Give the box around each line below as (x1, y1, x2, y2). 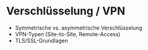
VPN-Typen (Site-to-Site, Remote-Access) (14, 30, 121, 37)
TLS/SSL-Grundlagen (14, 37, 68, 44)
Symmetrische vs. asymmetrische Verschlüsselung (14, 24, 143, 31)
